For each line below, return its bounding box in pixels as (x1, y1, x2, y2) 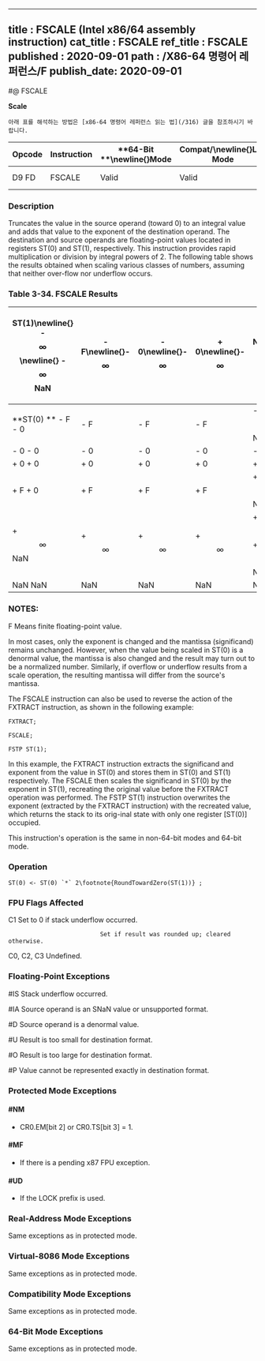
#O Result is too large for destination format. (8, 1050, 152, 1059)
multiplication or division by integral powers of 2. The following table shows (8, 252, 254, 261)
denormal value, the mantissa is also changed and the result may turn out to (8, 653, 255, 663)
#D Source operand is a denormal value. (8, 1019, 140, 1029)
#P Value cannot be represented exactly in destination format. (8, 1065, 210, 1074)
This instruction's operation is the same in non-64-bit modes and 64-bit (8, 833, 242, 842)
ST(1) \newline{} (12, 317, 73, 328)
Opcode (12, 148, 43, 159)
